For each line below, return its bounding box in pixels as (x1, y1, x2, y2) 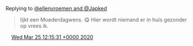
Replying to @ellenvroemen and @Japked (5, 5, 107, 12)
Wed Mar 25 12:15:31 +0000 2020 (11, 34, 94, 40)
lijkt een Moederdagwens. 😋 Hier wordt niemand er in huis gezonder (19, 16, 188, 23)
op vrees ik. (19, 23, 49, 29)
